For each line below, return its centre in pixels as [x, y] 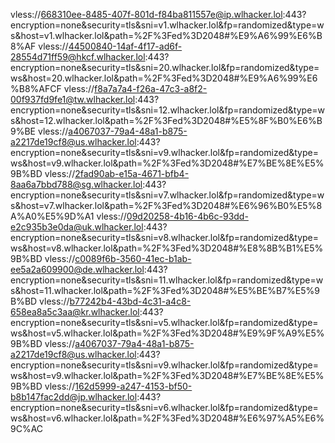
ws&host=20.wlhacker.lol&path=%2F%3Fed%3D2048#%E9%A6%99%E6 [164, 78]
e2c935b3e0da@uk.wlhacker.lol [77, 227]
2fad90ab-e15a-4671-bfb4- [132, 173]
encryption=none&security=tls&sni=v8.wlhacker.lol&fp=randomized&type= [164, 237]
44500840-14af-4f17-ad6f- [125, 46]
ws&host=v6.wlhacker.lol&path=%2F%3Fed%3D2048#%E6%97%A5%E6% [167, 418]
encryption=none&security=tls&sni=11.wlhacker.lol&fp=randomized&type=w [167, 280]
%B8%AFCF [36, 88]
